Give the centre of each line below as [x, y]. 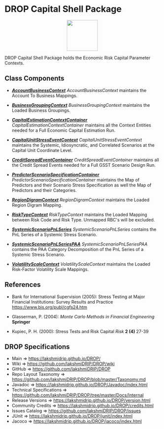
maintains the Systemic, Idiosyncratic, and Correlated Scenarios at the [83, 145]
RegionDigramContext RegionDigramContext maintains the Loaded [81, 200]
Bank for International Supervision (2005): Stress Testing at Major [78, 297]
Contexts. [14, 63]
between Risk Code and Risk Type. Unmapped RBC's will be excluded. [83, 219]
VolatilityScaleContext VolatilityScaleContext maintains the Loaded [81, 264]
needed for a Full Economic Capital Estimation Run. [64, 130]
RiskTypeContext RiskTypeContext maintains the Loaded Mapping [79, 214]
